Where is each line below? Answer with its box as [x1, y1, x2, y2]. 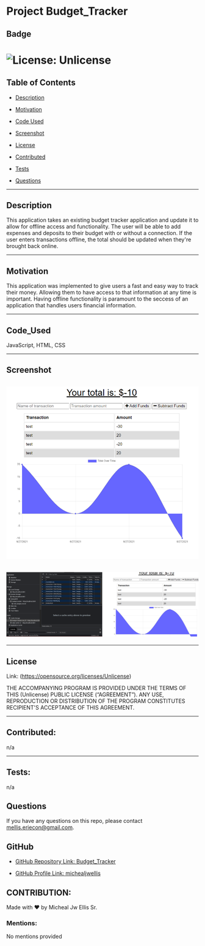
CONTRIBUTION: [6, 887, 71, 898]
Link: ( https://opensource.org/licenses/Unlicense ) [6, 672, 132, 680]
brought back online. [6, 242, 59, 250]
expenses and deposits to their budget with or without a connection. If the [6, 230, 192, 237]
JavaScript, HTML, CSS [6, 342, 66, 349]
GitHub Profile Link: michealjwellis [15, 869, 101, 877]
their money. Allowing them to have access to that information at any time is [6, 289, 197, 296]
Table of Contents [6, 78, 76, 88]
